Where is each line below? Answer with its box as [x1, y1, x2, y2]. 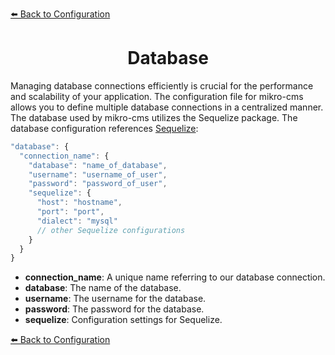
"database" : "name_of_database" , [28, 160, 168, 170]
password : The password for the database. [24, 303, 205, 315]
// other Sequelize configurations [36, 225, 186, 235]
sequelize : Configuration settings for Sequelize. [24, 314, 223, 326]
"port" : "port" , [36, 207, 105, 217]
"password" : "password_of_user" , [28, 179, 168, 189]
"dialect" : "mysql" [36, 216, 118, 226]
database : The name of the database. [24, 282, 182, 294]
